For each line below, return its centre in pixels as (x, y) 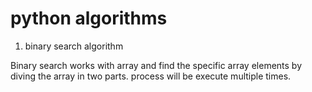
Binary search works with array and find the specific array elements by (156, 65)
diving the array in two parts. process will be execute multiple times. (151, 76)
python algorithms (89, 18)
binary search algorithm (74, 46)
